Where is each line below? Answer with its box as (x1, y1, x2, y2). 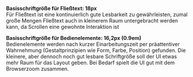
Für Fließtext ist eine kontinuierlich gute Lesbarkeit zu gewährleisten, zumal (6, 11, 188, 18)
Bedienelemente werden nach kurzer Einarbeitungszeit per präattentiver (6, 41, 180, 47)
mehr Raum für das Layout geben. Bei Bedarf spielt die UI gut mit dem (6, 59, 175, 66)
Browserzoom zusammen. (6, 65, 69, 72)
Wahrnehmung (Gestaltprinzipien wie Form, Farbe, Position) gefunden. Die (6, 47, 186, 54)
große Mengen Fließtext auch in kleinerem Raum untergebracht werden (6, 17, 178, 24)
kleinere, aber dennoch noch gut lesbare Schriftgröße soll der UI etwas (6, 53, 177, 60)
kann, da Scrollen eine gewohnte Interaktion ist (6, 23, 119, 30)
